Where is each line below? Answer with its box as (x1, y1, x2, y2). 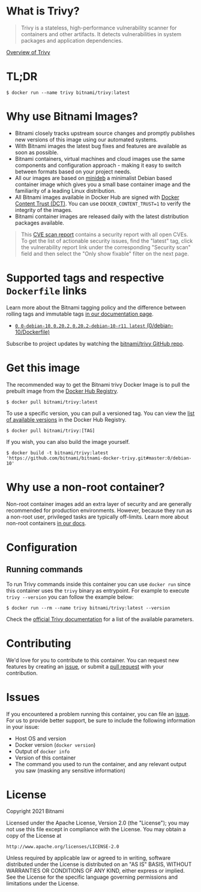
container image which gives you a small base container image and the (14, 181, 191, 188)
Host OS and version (14, 735, 67, 742)
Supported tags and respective (6, 271, 164, 284)
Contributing (6, 637, 71, 650)
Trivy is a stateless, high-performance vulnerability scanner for (20, 24, 177, 31)
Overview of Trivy (6, 48, 50, 55)
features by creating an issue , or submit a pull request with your (6, 663, 164, 670)
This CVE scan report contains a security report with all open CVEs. (20, 231, 188, 238)
